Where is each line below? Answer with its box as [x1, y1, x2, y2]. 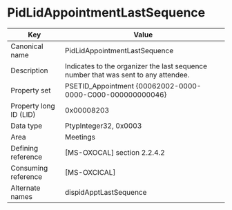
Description [10, 66, 48, 75]
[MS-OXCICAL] [64, 167, 116, 177]
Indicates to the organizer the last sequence [64, 61, 208, 70]
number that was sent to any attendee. [64, 70, 190, 79]
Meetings [64, 132, 95, 142]
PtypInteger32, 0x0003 [64, 121, 142, 131]
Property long [10, 101, 55, 111]
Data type [10, 121, 43, 131]
